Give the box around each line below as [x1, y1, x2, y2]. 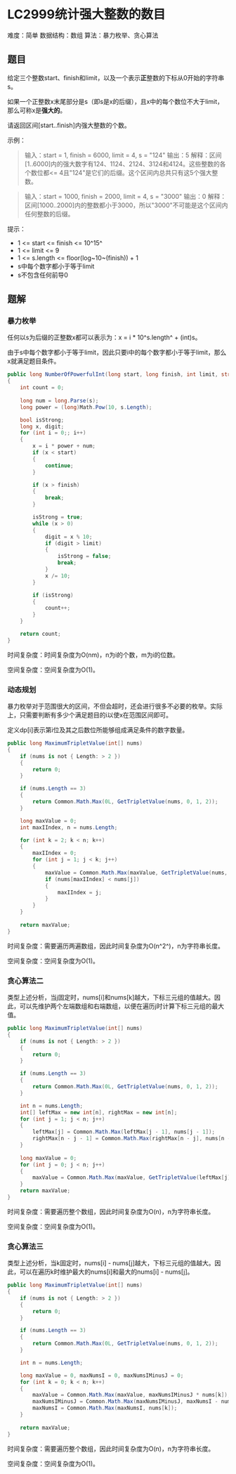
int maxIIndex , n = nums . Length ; [20, 823, 118, 831]
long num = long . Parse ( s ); [20, 397, 99, 404]
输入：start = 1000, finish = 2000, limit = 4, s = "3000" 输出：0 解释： [24, 192, 227, 200]
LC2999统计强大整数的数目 [7, 6, 166, 22]
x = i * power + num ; [32, 443, 96, 450]
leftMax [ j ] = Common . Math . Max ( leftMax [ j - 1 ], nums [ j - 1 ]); [32, 1128, 216, 1135]
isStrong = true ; [32, 514, 83, 521]
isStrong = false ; [57, 553, 112, 560]
